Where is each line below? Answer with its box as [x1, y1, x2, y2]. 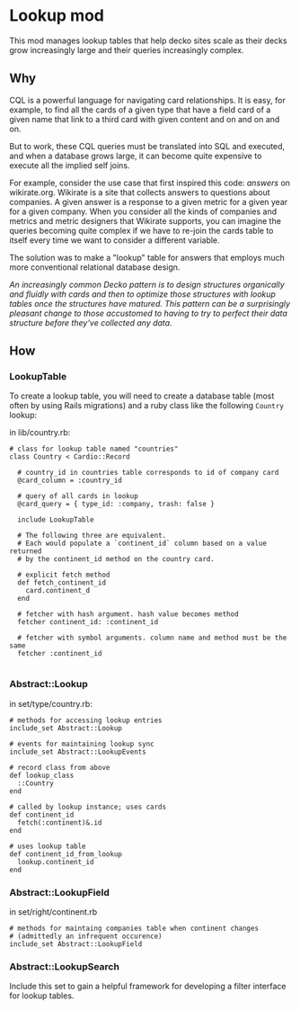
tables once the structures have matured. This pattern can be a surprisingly [9, 298, 290, 308]
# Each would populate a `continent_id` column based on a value [17, 539, 268, 549]
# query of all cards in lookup [17, 492, 139, 501]
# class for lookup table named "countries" [9, 444, 179, 454]
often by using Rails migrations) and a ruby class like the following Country [9, 400, 285, 411]
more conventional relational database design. [9, 262, 181, 273]
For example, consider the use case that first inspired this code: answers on [9, 177, 290, 188]
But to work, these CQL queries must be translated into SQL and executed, [9, 140, 286, 151]
